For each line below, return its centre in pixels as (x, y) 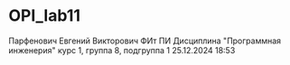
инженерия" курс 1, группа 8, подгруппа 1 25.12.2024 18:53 (122, 50)
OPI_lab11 (45, 16)
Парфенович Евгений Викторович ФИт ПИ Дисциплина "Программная (145, 41)
